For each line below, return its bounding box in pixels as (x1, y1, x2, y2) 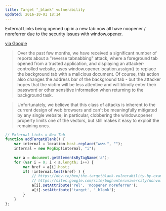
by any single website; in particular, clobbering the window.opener (17, 112, 153, 118)
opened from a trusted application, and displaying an (17, 60, 125, 66)
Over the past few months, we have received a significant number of (17, 50, 157, 56)
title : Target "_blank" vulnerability (5, 7, 85, 12)
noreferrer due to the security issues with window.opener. (5, 31, 123, 37)
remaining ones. (17, 122, 50, 129)
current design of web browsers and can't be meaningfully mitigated (17, 107, 157, 113)
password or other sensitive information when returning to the (17, 87, 144, 93)
